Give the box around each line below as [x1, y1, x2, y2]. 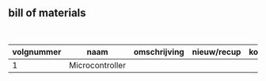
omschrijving [133, 46, 184, 57]
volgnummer [12, 46, 62, 57]
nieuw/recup [192, 46, 241, 57]
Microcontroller [68, 60, 127, 71]
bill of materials [8, 6, 86, 20]
